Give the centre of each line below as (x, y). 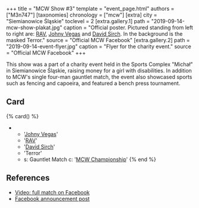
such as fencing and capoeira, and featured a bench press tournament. (93, 83)
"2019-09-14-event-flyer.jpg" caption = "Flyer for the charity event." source (99, 46)
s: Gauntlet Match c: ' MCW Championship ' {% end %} (90, 159)
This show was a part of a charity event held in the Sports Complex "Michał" (99, 64)
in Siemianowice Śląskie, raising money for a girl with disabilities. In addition (99, 70)
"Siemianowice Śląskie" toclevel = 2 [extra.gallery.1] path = (78, 21)
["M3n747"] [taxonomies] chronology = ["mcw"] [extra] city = (82, 15)
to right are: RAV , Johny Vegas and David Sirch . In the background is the (94, 34)
